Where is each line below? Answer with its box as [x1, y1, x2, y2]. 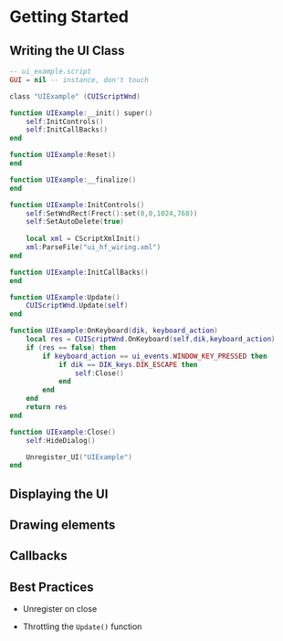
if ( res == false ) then [26, 342, 117, 352]
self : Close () [74, 368, 125, 378]
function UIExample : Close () [9, 427, 117, 436]
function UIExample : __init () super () [9, 108, 153, 118]
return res [26, 403, 68, 412]
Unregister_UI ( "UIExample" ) [26, 452, 132, 462]
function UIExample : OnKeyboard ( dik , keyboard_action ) [9, 326, 219, 335]
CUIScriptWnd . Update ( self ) [26, 301, 129, 310]
